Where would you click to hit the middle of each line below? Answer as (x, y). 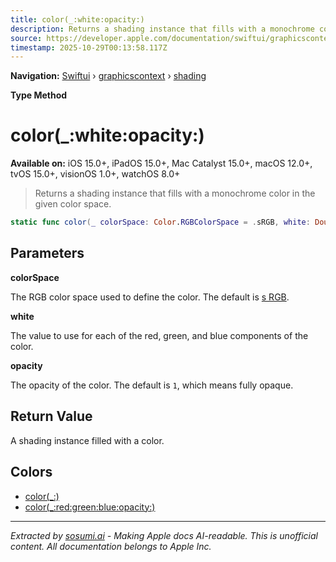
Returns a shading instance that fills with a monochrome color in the (175, 193)
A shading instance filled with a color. (87, 440)
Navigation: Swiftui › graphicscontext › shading (108, 76)
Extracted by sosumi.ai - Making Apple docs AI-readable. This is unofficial (164, 535)
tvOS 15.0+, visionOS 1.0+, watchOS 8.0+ (95, 174)
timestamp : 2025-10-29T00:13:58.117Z (89, 47)
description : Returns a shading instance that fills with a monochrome (162, 29)
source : (26, 38)
